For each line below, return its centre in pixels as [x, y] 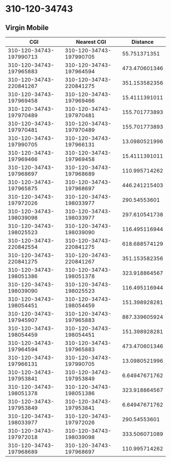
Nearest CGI [91, 42]
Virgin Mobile [27, 28]
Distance [143, 42]
